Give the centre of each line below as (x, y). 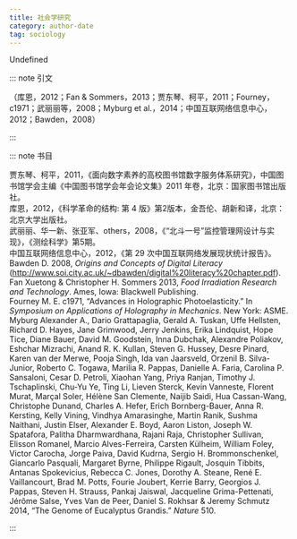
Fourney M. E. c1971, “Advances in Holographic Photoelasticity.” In (131, 302)
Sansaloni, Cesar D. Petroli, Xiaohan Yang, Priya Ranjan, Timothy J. (132, 378)
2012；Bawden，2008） (55, 120)
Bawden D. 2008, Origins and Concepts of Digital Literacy (116, 263)
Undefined (29, 60)
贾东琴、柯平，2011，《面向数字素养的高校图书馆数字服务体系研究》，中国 (143, 175)
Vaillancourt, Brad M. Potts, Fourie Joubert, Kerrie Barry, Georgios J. (135, 482)
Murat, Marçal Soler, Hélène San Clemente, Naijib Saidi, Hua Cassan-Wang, (148, 397)
